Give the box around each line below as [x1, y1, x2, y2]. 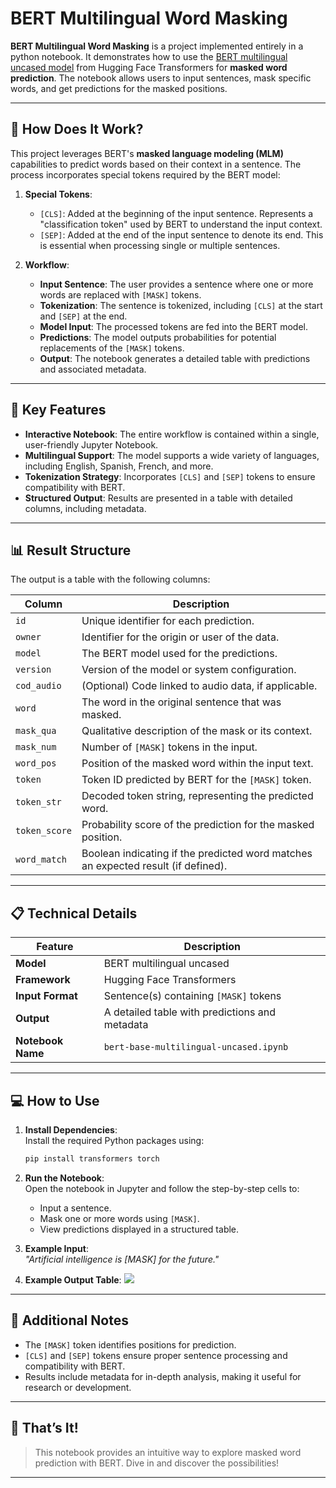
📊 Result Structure [10, 542, 132, 559]
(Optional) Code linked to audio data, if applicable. [81, 679, 318, 693]
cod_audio [15, 680, 62, 692]
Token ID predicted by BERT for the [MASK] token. [81, 773, 312, 787]
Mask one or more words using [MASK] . [39, 1212, 200, 1224]
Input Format [15, 989, 78, 1003]
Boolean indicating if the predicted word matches [81, 847, 313, 861]
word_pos [15, 758, 57, 769]
